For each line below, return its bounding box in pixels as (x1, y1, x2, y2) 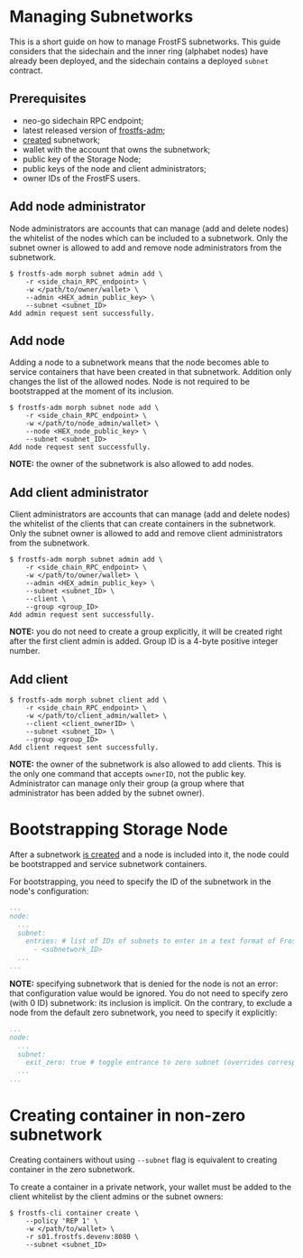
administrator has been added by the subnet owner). (9, 787, 205, 798)
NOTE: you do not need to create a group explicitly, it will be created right (9, 626, 283, 638)
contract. (9, 65, 43, 76)
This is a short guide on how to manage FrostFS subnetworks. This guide (9, 36, 281, 47)
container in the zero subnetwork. (9, 1164, 135, 1175)
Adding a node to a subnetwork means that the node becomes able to (9, 357, 270, 368)
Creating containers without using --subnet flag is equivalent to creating (9, 1154, 278, 1165)
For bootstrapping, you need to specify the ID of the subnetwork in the (9, 876, 272, 887)
